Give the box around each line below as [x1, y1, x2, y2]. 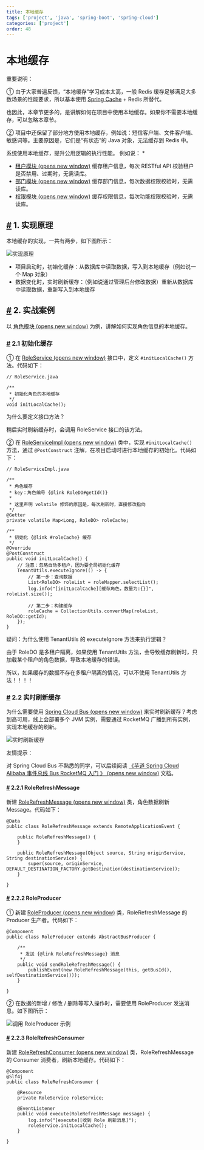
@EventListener [17, 1106, 56, 1112]
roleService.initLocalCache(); [28, 1123, 107, 1129]
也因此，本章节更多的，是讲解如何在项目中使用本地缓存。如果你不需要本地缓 [6, 109, 198, 116]
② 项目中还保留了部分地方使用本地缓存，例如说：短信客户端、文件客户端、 [6, 129, 196, 137]
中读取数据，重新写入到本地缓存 [15, 286, 95, 293]
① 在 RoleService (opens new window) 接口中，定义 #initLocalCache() [6, 354, 187, 361]
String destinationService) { [6, 855, 83, 861]
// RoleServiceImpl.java [6, 466, 69, 473]
